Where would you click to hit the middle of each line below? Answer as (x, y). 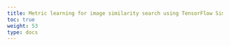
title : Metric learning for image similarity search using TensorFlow (110, 13)
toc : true (21, 20)
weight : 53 (23, 26)
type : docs (23, 32)
